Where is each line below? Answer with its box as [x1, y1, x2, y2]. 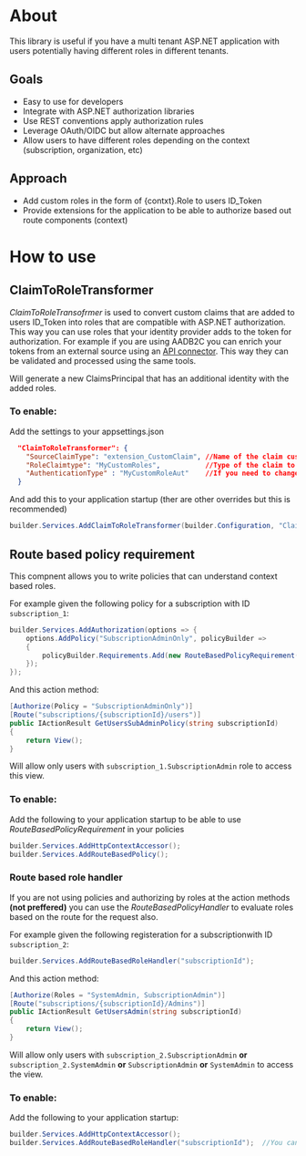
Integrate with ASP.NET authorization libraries [22, 106, 195, 117]
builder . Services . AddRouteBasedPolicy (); [9, 850, 169, 859]
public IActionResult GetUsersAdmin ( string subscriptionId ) [9, 1007, 243, 1017]
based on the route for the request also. [9, 911, 158, 922]
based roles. [9, 580, 56, 591]
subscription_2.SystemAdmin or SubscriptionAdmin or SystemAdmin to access [9, 1058, 294, 1069]
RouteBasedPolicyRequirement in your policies [9, 823, 185, 834]
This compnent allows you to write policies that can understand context [9, 571, 278, 582]
